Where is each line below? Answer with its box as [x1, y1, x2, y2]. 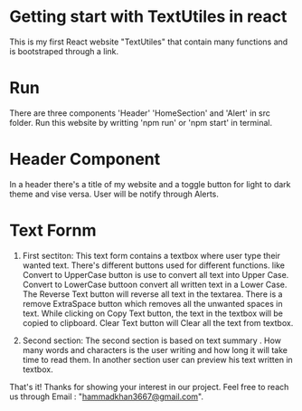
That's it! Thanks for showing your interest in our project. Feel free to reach [9, 381, 289, 392]
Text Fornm [9, 220, 97, 241]
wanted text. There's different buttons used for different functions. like [22, 260, 285, 271]
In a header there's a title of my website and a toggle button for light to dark [9, 178, 291, 189]
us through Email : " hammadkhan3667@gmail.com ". [9, 391, 203, 402]
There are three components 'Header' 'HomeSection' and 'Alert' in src [9, 107, 271, 119]
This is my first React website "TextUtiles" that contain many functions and [9, 36, 288, 47]
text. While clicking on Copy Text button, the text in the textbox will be [22, 308, 283, 319]
